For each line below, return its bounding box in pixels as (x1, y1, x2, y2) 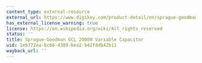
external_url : (6, 14, 42, 20)
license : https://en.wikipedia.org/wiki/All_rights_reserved (6, 25, 163, 32)
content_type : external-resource (6, 8, 90, 15)
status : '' (6, 31, 34, 37)
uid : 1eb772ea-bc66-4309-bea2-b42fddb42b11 (6, 43, 117, 49)
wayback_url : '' (6, 48, 47, 54)
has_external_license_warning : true (6, 20, 98, 26)
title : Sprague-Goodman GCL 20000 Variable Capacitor (6, 37, 144, 43)
